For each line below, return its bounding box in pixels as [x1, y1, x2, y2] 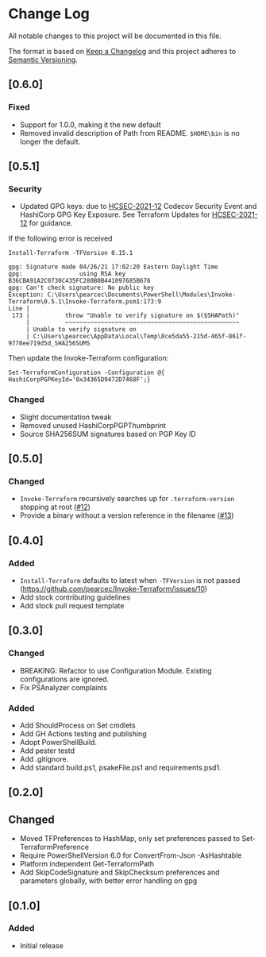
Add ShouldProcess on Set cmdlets [19, 720, 137, 730]
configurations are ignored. [19, 674, 110, 684]
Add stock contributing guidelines [19, 592, 131, 602]
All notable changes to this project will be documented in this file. [8, 31, 222, 41]
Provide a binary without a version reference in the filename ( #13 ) [19, 511, 234, 520]
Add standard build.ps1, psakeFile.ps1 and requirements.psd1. [19, 762, 222, 772]
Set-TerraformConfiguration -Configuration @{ [8, 369, 165, 377]
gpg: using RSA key [8, 270, 126, 278]
